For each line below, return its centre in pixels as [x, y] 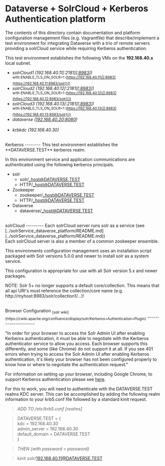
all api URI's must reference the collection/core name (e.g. [64, 290]
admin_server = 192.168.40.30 [48, 429]
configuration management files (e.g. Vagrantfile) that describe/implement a [82, 38]
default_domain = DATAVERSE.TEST [54, 434]
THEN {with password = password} [53, 449]
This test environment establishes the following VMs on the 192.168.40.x [79, 58]
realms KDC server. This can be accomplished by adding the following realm [82, 394]
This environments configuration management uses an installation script [78, 250]
